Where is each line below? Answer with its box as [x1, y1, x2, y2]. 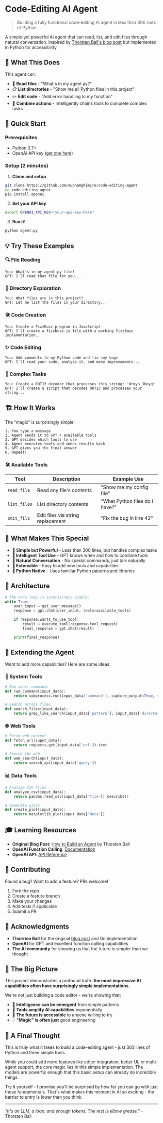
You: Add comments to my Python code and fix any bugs [5, 355, 118, 360]
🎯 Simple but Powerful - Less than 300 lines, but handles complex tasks [12, 547, 157, 553]
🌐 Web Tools [5, 723, 36, 729]
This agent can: [5, 71, 36, 77]
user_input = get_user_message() [14, 604, 81, 609]
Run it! [12, 219, 26, 225]
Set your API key [12, 200, 47, 207]
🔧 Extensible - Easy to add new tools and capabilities [12, 562, 119, 568]
